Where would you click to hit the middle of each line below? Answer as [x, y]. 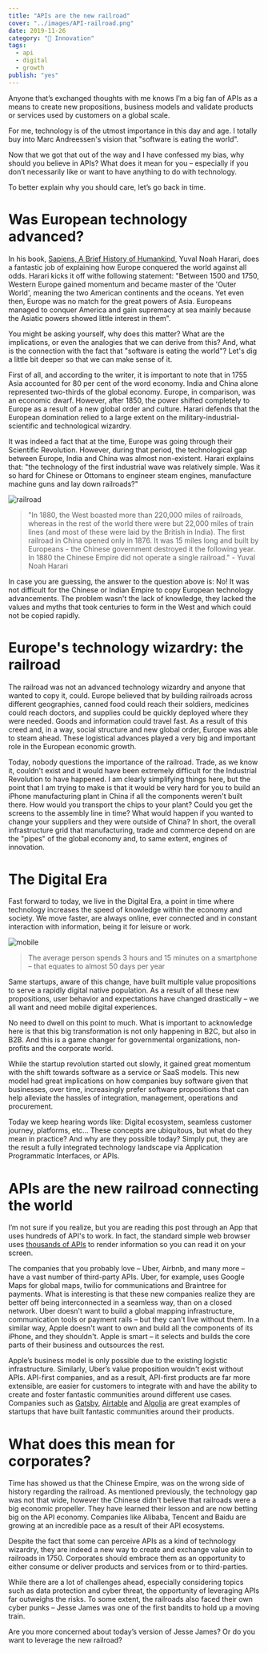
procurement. [31, 1106]
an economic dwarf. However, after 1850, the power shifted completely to [129, 400]
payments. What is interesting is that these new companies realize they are [132, 1294]
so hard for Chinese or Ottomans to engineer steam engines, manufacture [130, 475]
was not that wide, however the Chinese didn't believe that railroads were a [132, 1500]
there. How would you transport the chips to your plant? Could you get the [131, 804]
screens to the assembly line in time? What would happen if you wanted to [131, 812]
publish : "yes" [34, 75]
